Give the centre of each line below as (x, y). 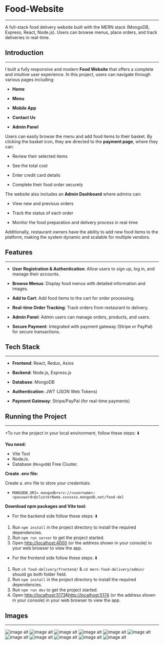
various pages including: (30, 80)
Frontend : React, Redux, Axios (43, 363)
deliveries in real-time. (28, 37)
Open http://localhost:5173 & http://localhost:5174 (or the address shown (84, 595)
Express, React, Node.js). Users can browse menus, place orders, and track (81, 32)
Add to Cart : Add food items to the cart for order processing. (73, 298)
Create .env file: (22, 474)
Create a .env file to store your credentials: (48, 483)
